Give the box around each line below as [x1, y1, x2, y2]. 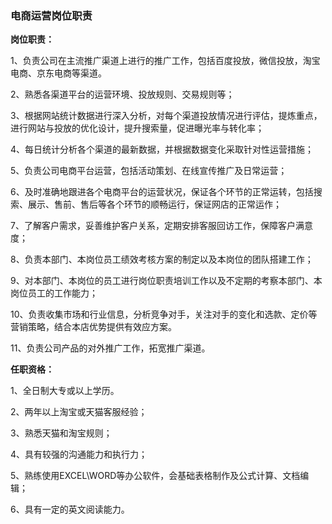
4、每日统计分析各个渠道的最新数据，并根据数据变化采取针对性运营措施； [10, 143, 315, 156]
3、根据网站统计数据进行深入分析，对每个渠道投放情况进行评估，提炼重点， [10, 110, 323, 122]
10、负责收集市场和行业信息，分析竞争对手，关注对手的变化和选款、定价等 [10, 308, 318, 321]
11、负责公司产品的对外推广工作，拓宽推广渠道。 [10, 342, 211, 354]
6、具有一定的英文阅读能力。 [10, 503, 130, 516]
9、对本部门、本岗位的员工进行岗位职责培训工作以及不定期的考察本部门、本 [10, 275, 323, 287]
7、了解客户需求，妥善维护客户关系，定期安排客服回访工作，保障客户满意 [10, 220, 313, 232]
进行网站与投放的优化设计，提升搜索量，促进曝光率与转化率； [10, 122, 265, 134]
